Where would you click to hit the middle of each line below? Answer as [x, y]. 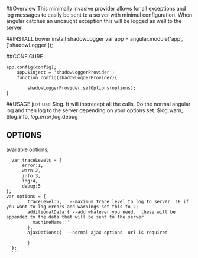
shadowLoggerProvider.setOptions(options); [82, 88]
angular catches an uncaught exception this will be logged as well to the [94, 21]
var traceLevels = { [37, 160]
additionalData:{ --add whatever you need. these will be [102, 212]
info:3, [31, 176]
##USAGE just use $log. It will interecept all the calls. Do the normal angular [98, 104]
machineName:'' [51, 222]
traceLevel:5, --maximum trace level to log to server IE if [108, 201]
